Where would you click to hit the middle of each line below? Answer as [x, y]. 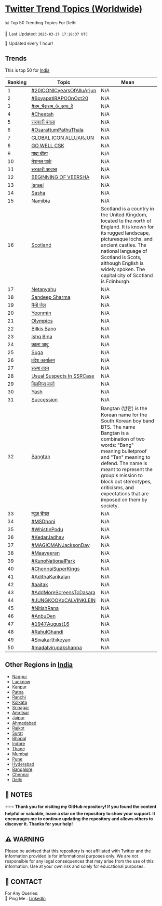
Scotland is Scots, [121, 257]
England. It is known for [128, 226]
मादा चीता [40, 153]
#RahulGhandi [47, 631]
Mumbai [20, 754]
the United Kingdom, [124, 214]
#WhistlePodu [47, 529]
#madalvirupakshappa [56, 647]
